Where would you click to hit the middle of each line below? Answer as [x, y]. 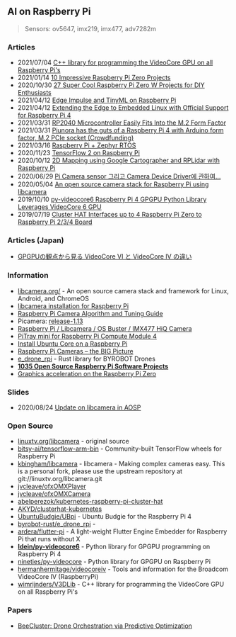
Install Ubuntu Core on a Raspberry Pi [72, 344]
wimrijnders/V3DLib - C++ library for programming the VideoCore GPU [121, 585]
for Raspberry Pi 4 [44, 115]
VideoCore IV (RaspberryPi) [58, 577]
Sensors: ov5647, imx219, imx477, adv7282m [90, 28]
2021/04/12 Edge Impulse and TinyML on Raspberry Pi [97, 100]
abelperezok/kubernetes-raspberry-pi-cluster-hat [90, 502]
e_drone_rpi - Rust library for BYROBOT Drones [86, 359]
